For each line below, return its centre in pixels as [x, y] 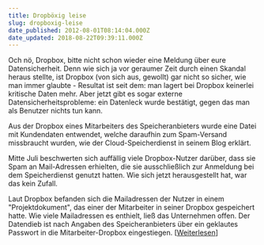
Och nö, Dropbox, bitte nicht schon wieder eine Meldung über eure [117, 60]
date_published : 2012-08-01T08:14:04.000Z [79, 30]
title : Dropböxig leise [47, 15]
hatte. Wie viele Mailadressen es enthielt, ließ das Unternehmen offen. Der [129, 216]
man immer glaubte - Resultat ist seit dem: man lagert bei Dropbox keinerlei [131, 86]
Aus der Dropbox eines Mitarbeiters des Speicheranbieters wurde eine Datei [132, 126]
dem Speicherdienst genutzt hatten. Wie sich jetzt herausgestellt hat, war [128, 175]
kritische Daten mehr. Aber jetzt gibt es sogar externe [96, 94]
